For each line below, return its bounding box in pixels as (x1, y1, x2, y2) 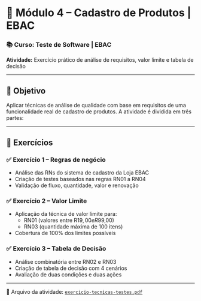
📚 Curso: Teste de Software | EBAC (6, 41, 112, 49)
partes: (6, 115, 24, 122)
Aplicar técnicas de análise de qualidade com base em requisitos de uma (6, 102, 187, 109)
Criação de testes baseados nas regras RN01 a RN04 (14, 175, 146, 182)
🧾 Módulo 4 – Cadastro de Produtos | (6, 6, 191, 20)
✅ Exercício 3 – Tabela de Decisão (6, 245, 106, 253)
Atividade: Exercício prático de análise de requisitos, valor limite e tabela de (6, 56, 194, 64)
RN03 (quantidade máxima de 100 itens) (23, 223, 123, 230)
